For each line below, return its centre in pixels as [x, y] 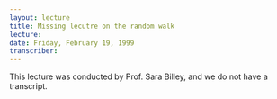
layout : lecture [40, 18]
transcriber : [34, 51]
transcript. [28, 86]
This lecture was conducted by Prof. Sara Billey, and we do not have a [138, 76]
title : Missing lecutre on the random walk [92, 26]
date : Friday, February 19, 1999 [72, 43]
